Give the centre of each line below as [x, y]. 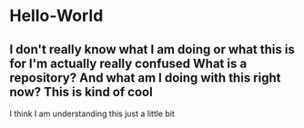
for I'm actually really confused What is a [128, 63]
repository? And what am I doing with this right [145, 78]
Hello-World [56, 16]
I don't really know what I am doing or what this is [152, 49]
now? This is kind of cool [81, 92]
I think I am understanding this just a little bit [92, 113]
